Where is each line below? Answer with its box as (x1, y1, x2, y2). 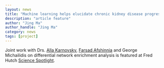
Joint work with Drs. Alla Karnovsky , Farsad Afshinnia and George (5, 47, 138, 53)
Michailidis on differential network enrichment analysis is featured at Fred (5, 52, 153, 58)
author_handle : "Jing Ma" (5, 25, 58, 30)
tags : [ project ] (5, 34, 38, 39)
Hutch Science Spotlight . (5, 57, 55, 63)
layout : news (5, 7, 32, 12)
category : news (5, 29, 36, 34)
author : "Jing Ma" (5, 20, 42, 26)
